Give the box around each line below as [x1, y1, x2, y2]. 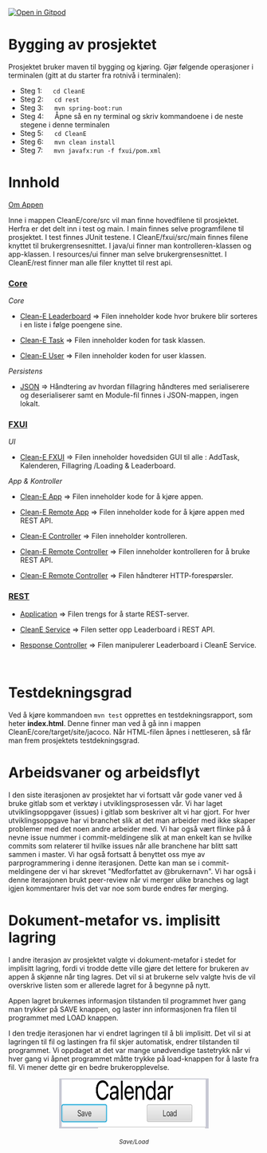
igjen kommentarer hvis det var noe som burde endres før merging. [8, 884, 229, 893]
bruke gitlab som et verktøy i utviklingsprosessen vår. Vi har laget [8, 798, 223, 808]
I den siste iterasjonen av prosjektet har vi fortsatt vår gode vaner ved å [8, 790, 243, 800]
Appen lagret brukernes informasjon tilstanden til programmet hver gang [8, 995, 246, 1005]
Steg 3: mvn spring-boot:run [19, 102, 123, 112]
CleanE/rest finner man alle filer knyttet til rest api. [8, 257, 173, 267]
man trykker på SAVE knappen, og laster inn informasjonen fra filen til [8, 1004, 237, 1014]
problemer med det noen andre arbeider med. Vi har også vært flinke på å [8, 824, 251, 833]
